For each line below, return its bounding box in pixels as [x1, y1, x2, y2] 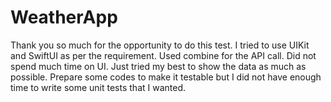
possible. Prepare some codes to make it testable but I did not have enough [10, 71, 322, 83]
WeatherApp [10, 6, 118, 29]
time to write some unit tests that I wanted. [10, 81, 187, 93]
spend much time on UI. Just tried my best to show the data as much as [10, 60, 307, 72]
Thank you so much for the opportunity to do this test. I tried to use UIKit [10, 39, 310, 51]
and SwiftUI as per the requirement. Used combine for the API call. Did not [10, 49, 317, 61]
